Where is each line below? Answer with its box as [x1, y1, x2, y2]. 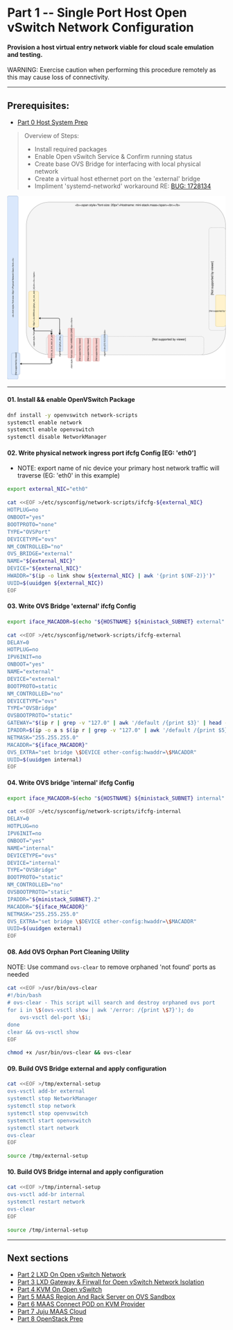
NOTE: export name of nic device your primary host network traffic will [17, 464, 220, 473]
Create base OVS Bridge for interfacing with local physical [34, 160, 201, 168]
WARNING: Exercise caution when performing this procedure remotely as [7, 66, 216, 74]
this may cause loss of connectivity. [7, 73, 110, 81]
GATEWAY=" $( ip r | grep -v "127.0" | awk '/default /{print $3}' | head [7, 720, 222, 727]
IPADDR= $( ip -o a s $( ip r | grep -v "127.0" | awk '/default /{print [7, 727, 216, 734]
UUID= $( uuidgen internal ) [7, 756, 82, 763]
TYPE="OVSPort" [7, 528, 51, 535]
